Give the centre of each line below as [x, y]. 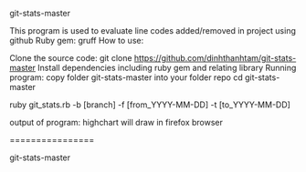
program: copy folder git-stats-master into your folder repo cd [127, 77]
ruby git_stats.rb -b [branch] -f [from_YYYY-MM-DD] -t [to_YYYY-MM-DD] [150, 105]
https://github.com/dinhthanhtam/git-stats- [215, 58]
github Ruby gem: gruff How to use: [77, 40]
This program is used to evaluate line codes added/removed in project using [153, 30]
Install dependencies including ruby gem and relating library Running [167, 68]
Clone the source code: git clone [71, 58]
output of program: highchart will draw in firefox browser [116, 122]
